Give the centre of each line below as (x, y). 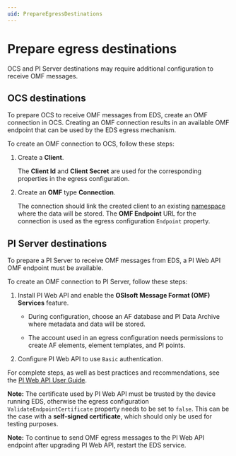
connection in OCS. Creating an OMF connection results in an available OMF (118, 123)
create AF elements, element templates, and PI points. (107, 345)
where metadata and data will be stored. (87, 324)
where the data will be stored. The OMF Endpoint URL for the (107, 214)
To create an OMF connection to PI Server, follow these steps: (98, 282)
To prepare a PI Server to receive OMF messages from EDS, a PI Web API (114, 261)
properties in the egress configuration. (73, 179)
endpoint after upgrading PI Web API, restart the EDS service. (97, 445)
